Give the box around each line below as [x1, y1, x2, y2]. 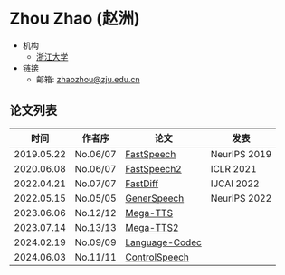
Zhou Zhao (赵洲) [9, 8, 140, 29]
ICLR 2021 [210, 162, 257, 175]
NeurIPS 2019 [210, 147, 272, 160]
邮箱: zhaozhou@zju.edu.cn [35, 73, 140, 84]
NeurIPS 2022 [210, 192, 272, 204]
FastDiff [125, 177, 159, 190]
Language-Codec [125, 236, 202, 249]
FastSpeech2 [125, 162, 183, 175]
